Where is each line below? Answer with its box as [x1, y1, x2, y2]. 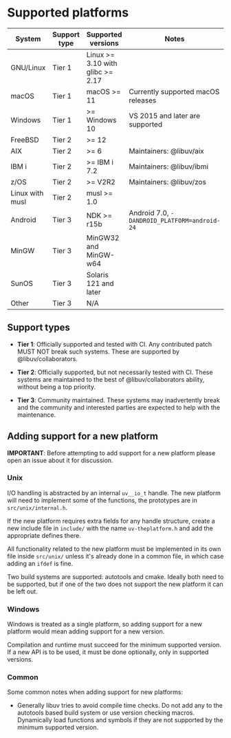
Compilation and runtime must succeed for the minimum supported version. [7, 641, 222, 649]
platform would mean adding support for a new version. [7, 627, 165, 636]
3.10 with [86, 58, 118, 68]
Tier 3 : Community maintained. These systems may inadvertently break [16, 395, 220, 404]
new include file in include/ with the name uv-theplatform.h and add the [7, 524, 213, 532]
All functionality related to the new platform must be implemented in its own [7, 545, 221, 553]
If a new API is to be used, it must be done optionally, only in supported [7, 648, 209, 656]
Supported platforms [7, 5, 129, 21]
